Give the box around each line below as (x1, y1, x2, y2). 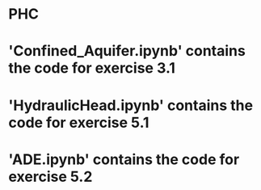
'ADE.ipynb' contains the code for (8, 150, 240, 168)
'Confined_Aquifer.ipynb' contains (8, 42, 246, 61)
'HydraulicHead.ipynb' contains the (8, 96, 253, 114)
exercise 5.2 (8, 167, 93, 186)
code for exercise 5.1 (8, 113, 149, 132)
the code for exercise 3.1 (8, 59, 176, 78)
